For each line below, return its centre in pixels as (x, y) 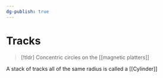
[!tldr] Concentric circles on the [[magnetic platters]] (85, 57)
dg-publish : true (28, 12)
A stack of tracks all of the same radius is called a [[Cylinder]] (82, 69)
